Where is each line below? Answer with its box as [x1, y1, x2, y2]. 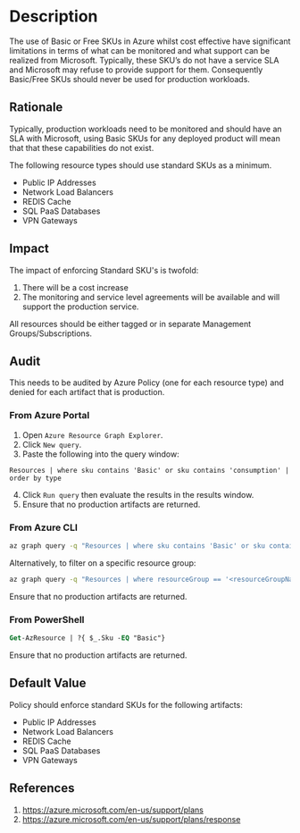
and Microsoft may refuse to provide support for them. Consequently [9, 64, 263, 75]
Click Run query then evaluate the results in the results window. [21, 489, 254, 500]
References [9, 780, 75, 796]
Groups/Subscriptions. [9, 328, 92, 339]
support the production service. [21, 301, 139, 312]
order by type [9, 474, 62, 483]
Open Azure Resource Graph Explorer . [21, 429, 163, 440]
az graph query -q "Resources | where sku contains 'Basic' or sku [9, 541, 266, 551]
